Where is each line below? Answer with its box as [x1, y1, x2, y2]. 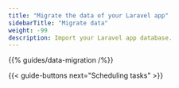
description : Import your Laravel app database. [8, 33, 173, 42]
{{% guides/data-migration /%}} [8, 55, 114, 65]
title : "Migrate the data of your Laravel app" [8, 11, 169, 20]
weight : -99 [8, 26, 48, 34]
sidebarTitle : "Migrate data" [8, 19, 109, 27]
